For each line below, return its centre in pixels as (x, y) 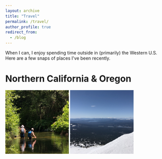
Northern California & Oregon (68, 79)
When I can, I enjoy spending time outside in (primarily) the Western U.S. (81, 53)
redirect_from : (21, 32)
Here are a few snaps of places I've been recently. (58, 58)
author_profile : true (28, 27)
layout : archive (22, 11)
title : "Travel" (22, 16)
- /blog (18, 38)
